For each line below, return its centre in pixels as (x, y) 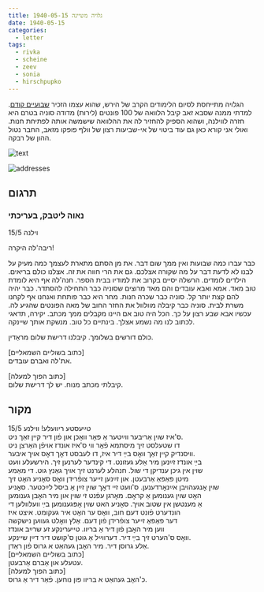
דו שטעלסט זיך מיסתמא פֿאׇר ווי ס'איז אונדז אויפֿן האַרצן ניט (94, 445)
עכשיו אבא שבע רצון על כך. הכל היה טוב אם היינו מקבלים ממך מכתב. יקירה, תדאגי (130, 313)
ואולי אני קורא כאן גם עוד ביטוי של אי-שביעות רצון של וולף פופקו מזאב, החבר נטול (128, 129)
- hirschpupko (38, 81)
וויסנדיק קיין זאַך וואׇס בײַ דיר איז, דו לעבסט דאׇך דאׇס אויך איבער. (102, 453)
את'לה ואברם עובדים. (40, 361)
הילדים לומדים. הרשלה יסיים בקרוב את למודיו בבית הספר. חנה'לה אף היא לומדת (127, 280)
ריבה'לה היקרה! (31, 248)
